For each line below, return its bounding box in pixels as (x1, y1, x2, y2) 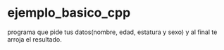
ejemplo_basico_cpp (7, 5, 131, 21)
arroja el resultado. (7, 35, 62, 43)
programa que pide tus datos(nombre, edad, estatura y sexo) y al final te (7, 28, 218, 36)
